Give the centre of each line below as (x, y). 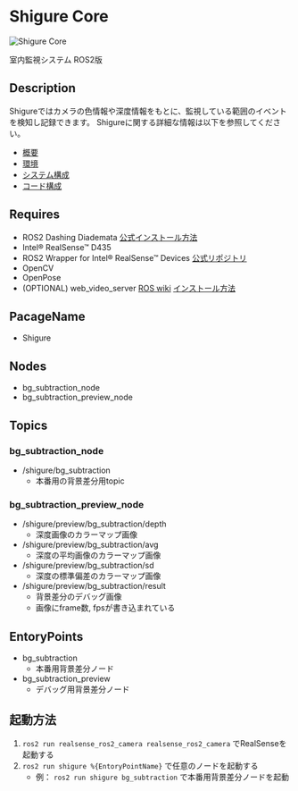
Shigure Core (59, 17)
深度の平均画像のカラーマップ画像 (98, 555)
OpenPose (41, 277)
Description (42, 88)
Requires (35, 215)
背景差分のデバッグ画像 (79, 597)
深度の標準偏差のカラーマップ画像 (98, 576)
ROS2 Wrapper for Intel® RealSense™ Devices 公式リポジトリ (134, 257)
